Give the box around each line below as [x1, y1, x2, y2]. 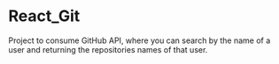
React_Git [8, 6, 81, 26]
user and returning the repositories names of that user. [8, 44, 208, 54]
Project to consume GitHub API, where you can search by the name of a [8, 35, 271, 46]
